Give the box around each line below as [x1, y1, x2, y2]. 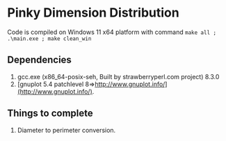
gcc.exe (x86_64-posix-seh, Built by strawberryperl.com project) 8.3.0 [17, 72, 220, 81]
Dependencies [7, 54, 72, 66]
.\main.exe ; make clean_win [7, 35, 92, 42]
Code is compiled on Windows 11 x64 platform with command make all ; [7, 28, 217, 36]
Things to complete [7, 108, 94, 119]
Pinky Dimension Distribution [7, 5, 179, 21]
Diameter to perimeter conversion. [17, 126, 116, 134]
